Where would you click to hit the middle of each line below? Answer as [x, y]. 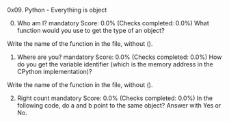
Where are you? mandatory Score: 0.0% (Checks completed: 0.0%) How [119, 57]
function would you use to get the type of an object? [91, 30]
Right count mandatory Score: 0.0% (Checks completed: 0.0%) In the [115, 98]
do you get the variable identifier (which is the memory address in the [115, 64]
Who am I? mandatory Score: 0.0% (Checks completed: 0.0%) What [113, 23]
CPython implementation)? [54, 72]
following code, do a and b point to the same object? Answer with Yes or [119, 105]
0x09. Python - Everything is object [57, 10]
